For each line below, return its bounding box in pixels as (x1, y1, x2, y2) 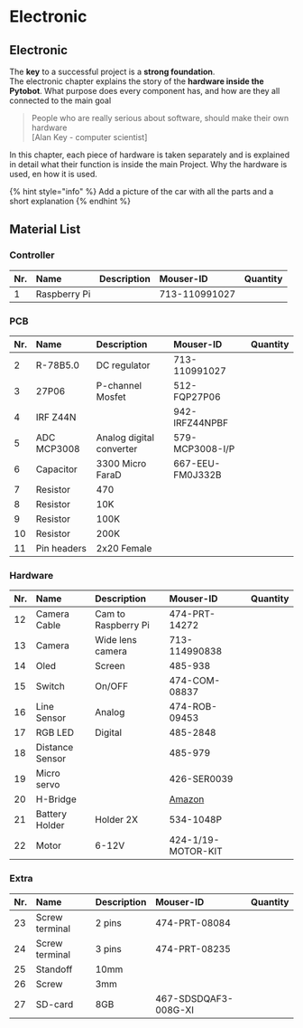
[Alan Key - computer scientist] (31, 132, 148, 142)
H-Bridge (35, 793, 77, 806)
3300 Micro (96, 457, 147, 469)
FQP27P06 (172, 391, 221, 403)
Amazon (169, 793, 205, 806)
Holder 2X (94, 814, 138, 826)
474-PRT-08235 (154, 942, 232, 955)
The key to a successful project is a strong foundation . (9, 66, 216, 77)
